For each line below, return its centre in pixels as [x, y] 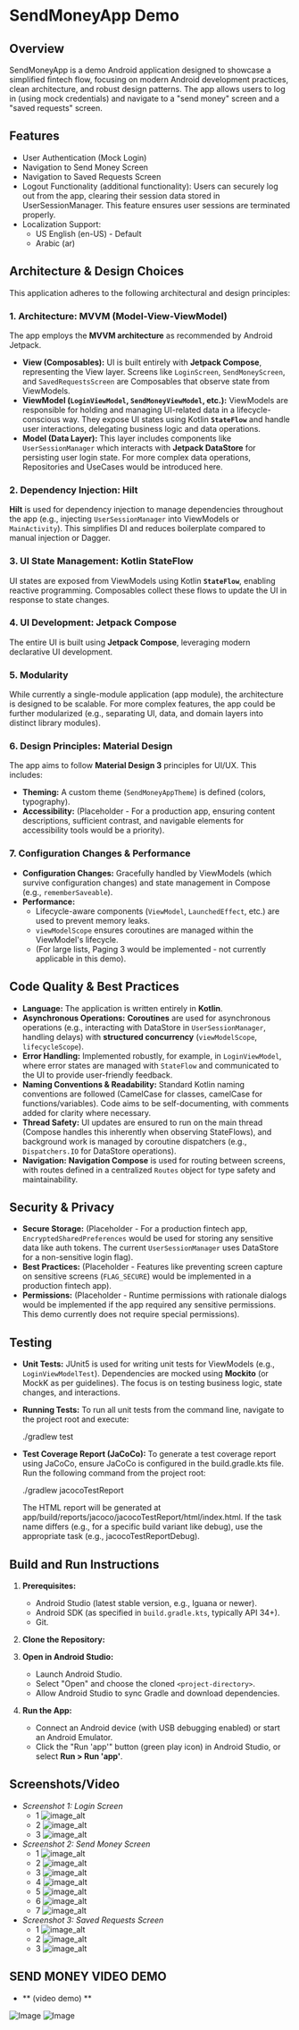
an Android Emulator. [74, 1737]
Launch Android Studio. [79, 1674]
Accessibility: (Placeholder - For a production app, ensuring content [149, 811]
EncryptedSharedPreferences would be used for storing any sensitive [148, 1239]
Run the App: [47, 1710]
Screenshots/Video [65, 1785]
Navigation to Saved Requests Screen [91, 176]
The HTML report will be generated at [91, 1508]
